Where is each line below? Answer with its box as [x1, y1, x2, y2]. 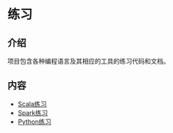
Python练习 [17, 117, 52, 126]
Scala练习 [17, 100, 48, 108]
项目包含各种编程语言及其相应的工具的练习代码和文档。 [7, 57, 169, 65]
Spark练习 [17, 108, 48, 117]
